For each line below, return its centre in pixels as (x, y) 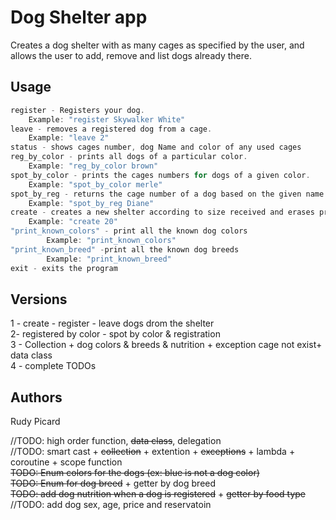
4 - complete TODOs (53, 366)
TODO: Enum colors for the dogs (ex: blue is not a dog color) (135, 473)
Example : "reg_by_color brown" (93, 166)
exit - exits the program (64, 268)
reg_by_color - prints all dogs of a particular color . (129, 157)
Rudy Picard (35, 422)
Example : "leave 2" (69, 138)
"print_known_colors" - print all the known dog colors (129, 231)
